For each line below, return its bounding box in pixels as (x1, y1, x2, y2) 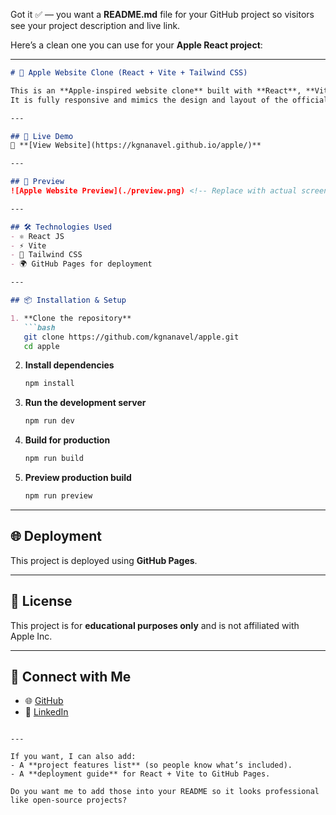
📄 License (10, 593, 73, 610)
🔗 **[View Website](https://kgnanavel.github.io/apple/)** (10, 140, 262, 151)
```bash (23, 322, 56, 333)
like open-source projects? (10, 795, 128, 806)
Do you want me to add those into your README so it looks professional (10, 787, 320, 797)
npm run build (24, 454, 84, 464)
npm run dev (24, 416, 75, 426)
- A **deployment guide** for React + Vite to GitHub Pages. (10, 769, 271, 779)
